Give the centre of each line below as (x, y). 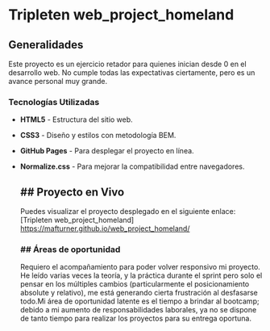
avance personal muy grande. (58, 81)
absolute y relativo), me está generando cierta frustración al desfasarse (139, 293)
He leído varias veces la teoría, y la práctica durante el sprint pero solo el (141, 275)
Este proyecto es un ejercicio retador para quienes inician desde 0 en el (128, 64)
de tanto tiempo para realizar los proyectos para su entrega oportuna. (136, 318)
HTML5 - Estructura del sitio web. (76, 119)
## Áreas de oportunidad (70, 249)
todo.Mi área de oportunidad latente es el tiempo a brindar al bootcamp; (139, 301)
